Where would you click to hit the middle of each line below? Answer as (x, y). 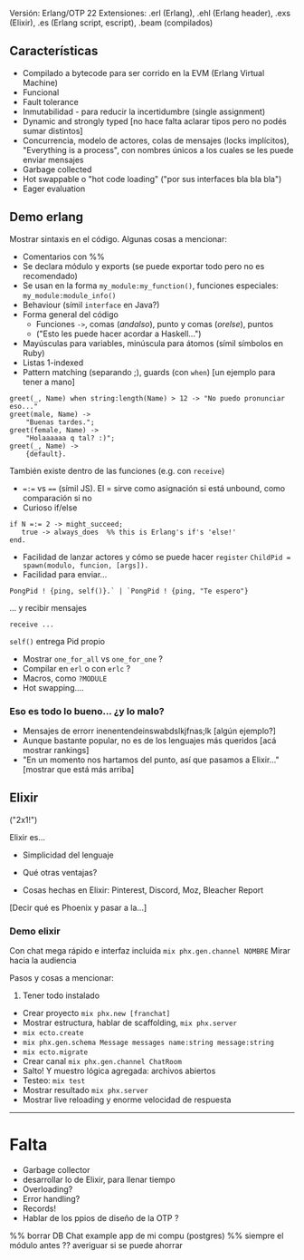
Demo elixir (35, 931)
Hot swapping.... (53, 687)
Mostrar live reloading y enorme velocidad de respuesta (127, 1100)
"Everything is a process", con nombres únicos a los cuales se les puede (158, 150)
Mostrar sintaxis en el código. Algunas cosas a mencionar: (119, 238)
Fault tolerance (50, 102)
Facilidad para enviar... (65, 574)
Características (54, 51)
